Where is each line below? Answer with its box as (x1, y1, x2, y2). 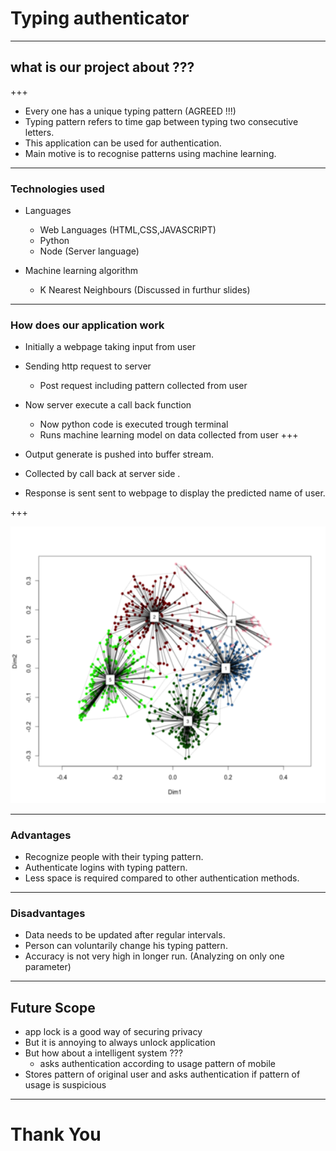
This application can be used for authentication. (24, 137, 222, 149)
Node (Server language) (39, 245, 140, 257)
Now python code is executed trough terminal (39, 418, 229, 431)
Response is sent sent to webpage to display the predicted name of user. (24, 487, 326, 499)
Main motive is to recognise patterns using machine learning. (24, 147, 277, 159)
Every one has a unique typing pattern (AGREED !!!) (24, 105, 237, 117)
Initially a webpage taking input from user (24, 341, 197, 353)
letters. (24, 126, 55, 138)
